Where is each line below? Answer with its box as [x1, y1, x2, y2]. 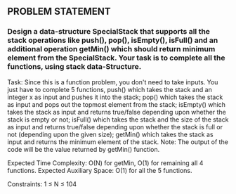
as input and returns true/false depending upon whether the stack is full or [7, 122, 223, 131]
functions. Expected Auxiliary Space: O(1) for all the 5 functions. [7, 166, 192, 174]
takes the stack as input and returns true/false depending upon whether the [7, 108, 226, 116]
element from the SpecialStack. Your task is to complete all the [7, 53, 226, 63]
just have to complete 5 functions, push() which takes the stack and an [7, 85, 212, 93]
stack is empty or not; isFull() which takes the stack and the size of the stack [7, 115, 229, 124]
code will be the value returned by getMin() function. [7, 145, 160, 153]
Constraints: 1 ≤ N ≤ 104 [7, 179, 77, 188]
